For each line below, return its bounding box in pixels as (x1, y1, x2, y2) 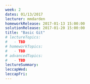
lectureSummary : (5, 62, 39, 67)
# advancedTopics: (5, 53, 43, 58)
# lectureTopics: (5, 35, 41, 40)
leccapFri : (5, 72, 28, 77)
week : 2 (5, 7, 21, 12)
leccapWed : (5, 67, 28, 72)
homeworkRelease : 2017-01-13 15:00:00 (5, 21, 85, 26)
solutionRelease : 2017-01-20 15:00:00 (5, 26, 85, 31)
